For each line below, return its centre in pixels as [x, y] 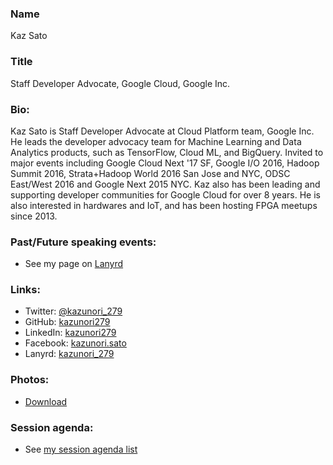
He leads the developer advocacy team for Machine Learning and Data [156, 141]
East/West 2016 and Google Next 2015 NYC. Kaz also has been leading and [165, 184]
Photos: [30, 380]
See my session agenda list [81, 449]
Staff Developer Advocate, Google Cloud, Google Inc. [120, 83]
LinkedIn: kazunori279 [70, 333]
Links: [25, 290]
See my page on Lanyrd [74, 264]
